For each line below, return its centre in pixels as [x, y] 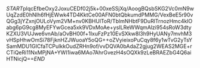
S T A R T [15, 9]
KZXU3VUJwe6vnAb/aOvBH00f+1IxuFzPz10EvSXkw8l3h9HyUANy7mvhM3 [99, 34]
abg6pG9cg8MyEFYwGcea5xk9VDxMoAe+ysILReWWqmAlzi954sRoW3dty [99, 27]
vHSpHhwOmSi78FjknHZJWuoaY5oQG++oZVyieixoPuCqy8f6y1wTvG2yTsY [99, 40]
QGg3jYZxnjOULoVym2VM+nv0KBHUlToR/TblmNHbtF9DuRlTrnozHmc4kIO [99, 21]
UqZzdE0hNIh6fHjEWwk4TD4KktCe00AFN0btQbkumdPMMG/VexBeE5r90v [100, 15]
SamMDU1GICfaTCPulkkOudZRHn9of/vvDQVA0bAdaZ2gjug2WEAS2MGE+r [99, 46]
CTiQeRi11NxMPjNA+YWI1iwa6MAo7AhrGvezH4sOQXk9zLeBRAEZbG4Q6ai [99, 52]
